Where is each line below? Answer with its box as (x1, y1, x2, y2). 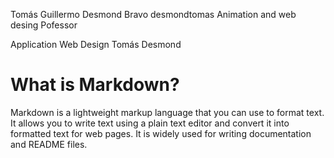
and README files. (10, 138, 88, 150)
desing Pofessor (10, 19, 78, 31)
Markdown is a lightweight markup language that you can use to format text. (10, 106, 325, 118)
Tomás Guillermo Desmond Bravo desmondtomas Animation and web (10, 9, 297, 20)
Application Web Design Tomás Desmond (10, 39, 182, 50)
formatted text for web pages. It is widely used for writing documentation (10, 127, 312, 139)
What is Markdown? (10, 74, 180, 96)
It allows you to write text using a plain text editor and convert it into (10, 117, 290, 129)
